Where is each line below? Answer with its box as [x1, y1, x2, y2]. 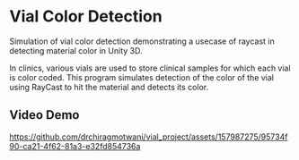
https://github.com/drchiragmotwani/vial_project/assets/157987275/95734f [9, 131, 288, 142]
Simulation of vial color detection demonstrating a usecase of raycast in [9, 36, 276, 46]
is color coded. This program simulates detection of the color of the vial [9, 72, 274, 82]
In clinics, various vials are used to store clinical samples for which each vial [9, 63, 291, 73]
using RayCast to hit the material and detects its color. [9, 81, 209, 92]
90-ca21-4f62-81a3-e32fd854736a [9, 140, 141, 151]
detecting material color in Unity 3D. [9, 45, 143, 55]
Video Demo [9, 107, 80, 122]
